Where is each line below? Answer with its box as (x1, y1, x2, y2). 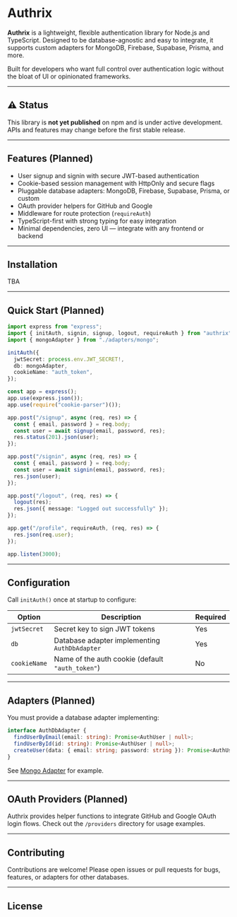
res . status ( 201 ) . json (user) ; (13, 433, 99, 441)
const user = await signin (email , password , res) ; (13, 466, 166, 473)
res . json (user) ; (13, 472, 61, 480)
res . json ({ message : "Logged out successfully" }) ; (13, 506, 169, 513)
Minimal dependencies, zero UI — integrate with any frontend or (17, 224, 205, 233)
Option (17, 612, 41, 622)
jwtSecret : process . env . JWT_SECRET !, (13, 356, 125, 363)
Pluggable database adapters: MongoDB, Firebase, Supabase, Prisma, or (17, 186, 230, 195)
